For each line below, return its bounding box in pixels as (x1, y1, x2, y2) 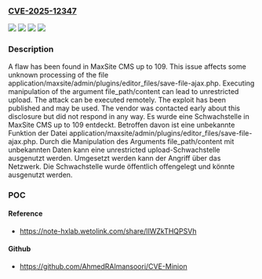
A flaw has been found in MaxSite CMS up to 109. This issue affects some (8, 61, 247, 71)
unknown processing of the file (8, 70, 109, 79)
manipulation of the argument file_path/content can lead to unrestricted (8, 86, 239, 96)
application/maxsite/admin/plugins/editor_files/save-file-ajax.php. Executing (8, 78, 255, 88)
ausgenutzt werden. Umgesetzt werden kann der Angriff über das (8, 153, 221, 162)
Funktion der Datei (8, 128, 68, 138)
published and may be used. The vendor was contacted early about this (8, 103, 241, 113)
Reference (8, 209, 43, 219)
